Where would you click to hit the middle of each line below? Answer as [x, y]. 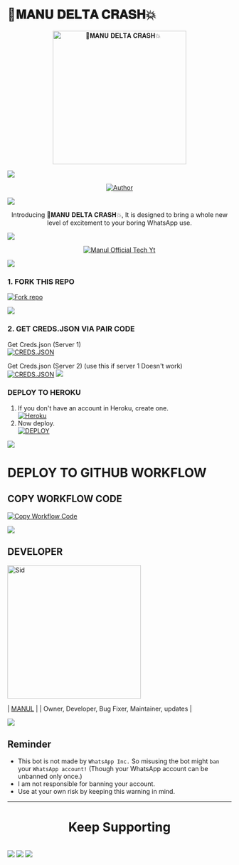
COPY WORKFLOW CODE [65, 499]
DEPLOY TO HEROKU [44, 393]
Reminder [30, 744]
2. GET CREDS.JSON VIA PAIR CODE [71, 329]
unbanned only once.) [50, 776]
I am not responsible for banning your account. [86, 784]
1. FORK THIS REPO [41, 282]
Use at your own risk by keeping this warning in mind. [96, 792]
